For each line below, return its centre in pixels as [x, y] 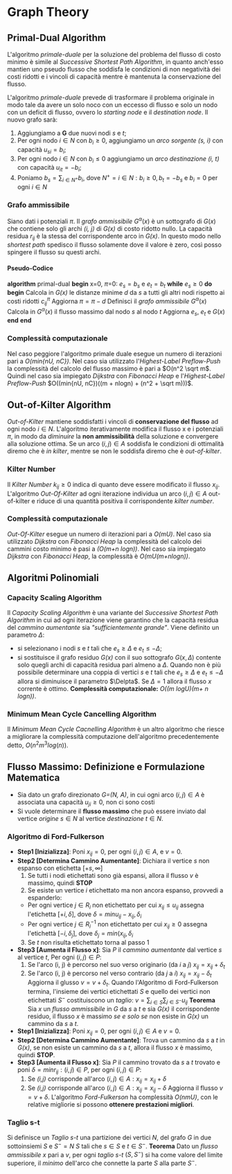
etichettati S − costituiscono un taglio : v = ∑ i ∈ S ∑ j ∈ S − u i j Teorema [122, 1000]
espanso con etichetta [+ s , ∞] [60, 868]
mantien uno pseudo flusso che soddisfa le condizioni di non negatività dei [114, 69]
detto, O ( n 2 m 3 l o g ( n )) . [38, 744]
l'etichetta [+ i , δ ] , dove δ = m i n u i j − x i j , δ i [84, 915]
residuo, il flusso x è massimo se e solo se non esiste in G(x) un [118, 1016]
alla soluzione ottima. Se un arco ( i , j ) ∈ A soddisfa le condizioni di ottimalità [116, 444]
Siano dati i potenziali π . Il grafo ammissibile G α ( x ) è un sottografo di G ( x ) [111, 220]
